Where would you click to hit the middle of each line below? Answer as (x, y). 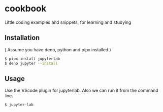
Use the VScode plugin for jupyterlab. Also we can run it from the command (81, 91)
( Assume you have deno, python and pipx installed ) (58, 49)
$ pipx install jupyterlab (32, 59)
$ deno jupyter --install (31, 63)
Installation (22, 38)
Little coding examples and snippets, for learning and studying (68, 22)
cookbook (26, 9)
